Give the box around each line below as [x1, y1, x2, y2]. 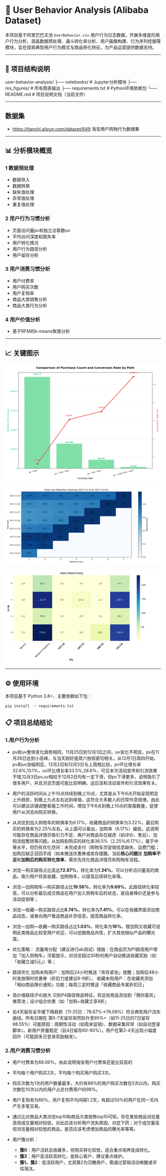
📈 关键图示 [5, 349, 40, 357]
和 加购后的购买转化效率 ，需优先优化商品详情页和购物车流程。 [16, 856, 142, 862]
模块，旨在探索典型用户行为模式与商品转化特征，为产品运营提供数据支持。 [5, 44, 157, 50]
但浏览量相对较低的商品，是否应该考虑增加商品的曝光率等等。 [12, 1126, 138, 1132]
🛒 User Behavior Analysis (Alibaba [5, 4, 149, 16]
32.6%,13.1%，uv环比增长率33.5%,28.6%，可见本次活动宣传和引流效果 [12, 767, 158, 773]
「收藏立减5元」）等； [12, 958, 57, 964]
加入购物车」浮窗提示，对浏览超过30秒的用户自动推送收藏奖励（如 [21, 952, 157, 958]
